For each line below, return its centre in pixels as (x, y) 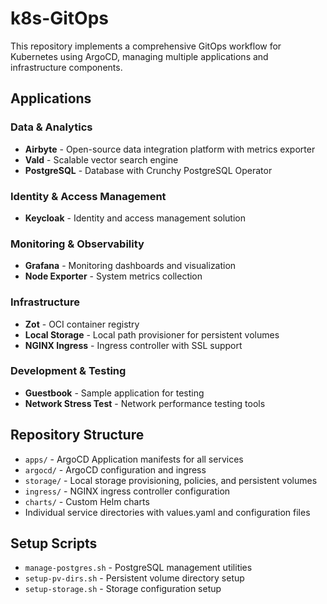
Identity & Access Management (88, 196)
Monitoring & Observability (77, 244)
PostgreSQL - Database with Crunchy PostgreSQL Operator (148, 170)
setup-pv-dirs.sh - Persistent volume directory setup (134, 578)
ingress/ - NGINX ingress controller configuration (127, 491)
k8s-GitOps (60, 18)
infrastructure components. (66, 67)
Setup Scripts (54, 543)
